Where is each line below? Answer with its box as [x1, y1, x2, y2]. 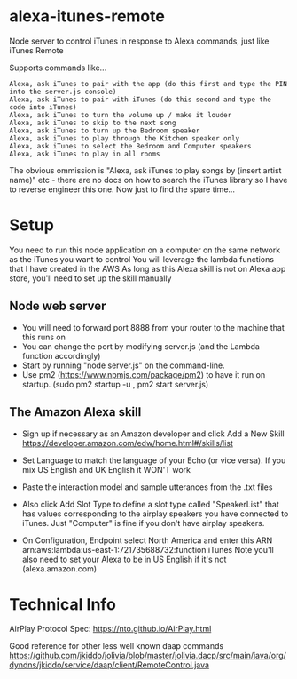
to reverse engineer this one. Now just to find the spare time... [9, 184, 236, 195]
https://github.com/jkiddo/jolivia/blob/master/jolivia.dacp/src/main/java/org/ [9, 651, 286, 661]
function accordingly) [21, 350, 101, 361]
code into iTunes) [9, 102, 77, 112]
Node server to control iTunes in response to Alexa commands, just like [9, 36, 270, 46]
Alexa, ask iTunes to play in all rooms [9, 149, 161, 158]
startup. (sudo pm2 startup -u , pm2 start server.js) [21, 379, 209, 389]
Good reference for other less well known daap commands [9, 641, 224, 651]
